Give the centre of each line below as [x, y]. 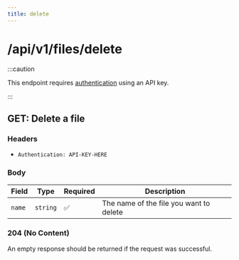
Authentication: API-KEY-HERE [63, 155]
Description [165, 191]
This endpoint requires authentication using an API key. [88, 82]
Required [79, 191]
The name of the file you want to [156, 203]
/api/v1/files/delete [65, 49]
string [46, 207]
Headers [22, 139]
